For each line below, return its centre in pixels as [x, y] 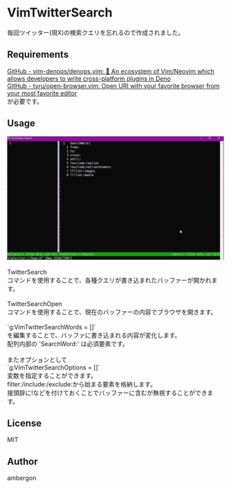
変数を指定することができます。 [52, 376]
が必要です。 [25, 101]
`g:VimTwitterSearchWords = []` [52, 327]
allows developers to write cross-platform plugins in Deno [89, 78]
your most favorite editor [42, 93]
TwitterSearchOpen [35, 303]
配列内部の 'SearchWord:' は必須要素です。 [68, 344]
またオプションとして [37, 360]
